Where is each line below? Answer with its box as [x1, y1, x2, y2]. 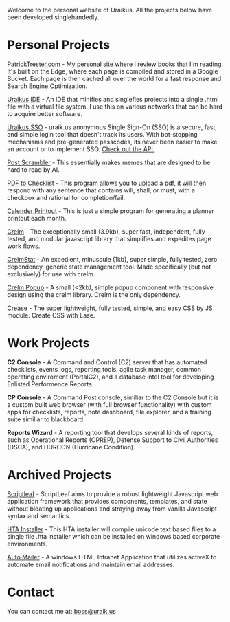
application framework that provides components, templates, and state [7, 497, 207, 505]
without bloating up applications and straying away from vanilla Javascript [7, 504, 218, 513]
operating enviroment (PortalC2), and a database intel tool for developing [7, 373, 214, 381]
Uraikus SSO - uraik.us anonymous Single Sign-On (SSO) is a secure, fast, [7, 123, 218, 131]
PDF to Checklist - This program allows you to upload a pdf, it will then [7, 179, 207, 187]
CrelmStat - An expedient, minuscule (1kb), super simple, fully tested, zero [7, 255, 218, 263]
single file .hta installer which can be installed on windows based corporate [7, 532, 220, 540]
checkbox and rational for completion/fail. [7, 193, 126, 201]
